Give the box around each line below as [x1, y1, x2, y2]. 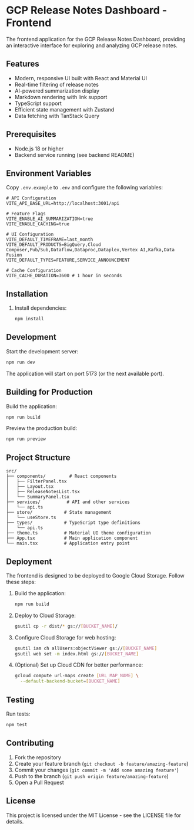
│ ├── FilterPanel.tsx [6, 478, 67, 484]
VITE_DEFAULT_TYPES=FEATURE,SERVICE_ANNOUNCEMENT [6, 257, 131, 263]
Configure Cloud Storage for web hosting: [14, 634, 116, 641]
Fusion [6, 252, 22, 258]
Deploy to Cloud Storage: [14, 612, 76, 619]
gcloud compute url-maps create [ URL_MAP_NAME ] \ [14, 673, 139, 679]
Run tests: [6, 710, 31, 717]
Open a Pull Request [14, 779, 65, 786]
